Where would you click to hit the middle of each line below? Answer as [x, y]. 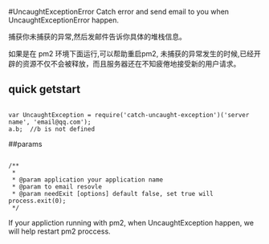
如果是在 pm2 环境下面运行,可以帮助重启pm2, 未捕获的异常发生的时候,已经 [131, 54]
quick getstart [45, 89]
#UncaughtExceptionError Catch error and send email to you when [119, 12]
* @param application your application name [87, 180]
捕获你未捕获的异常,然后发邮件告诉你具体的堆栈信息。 [98, 37]
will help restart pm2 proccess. [59, 231]
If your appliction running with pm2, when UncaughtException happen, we [131, 222]
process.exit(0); [37, 201]
